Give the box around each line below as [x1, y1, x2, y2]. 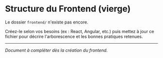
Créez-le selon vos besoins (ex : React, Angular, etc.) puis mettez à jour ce [5, 28, 154, 34]
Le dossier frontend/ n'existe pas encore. [5, 19, 88, 25]
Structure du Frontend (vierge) [5, 3, 131, 14]
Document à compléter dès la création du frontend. [5, 47, 108, 53]
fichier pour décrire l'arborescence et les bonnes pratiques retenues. [5, 34, 143, 39]
